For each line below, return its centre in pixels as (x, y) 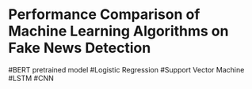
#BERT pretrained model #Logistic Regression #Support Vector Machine (126, 69)
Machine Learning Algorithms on (118, 31)
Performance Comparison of (104, 15)
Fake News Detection (80, 48)
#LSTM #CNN (31, 78)
